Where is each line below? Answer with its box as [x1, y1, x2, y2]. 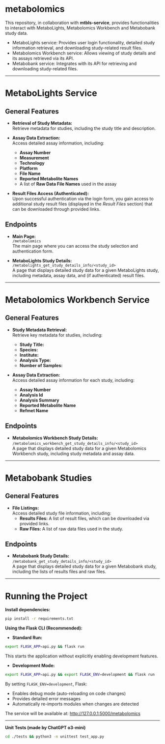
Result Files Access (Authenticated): [12, 190, 89, 196]
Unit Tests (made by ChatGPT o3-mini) [5, 724, 86, 730]
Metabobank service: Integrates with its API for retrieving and [12, 60, 137, 66]
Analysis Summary [19, 397, 59, 403]
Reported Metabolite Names [19, 175, 79, 181]
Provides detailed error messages [12, 695, 81, 701]
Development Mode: [12, 662, 55, 669]
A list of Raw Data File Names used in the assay [19, 181, 117, 187]
